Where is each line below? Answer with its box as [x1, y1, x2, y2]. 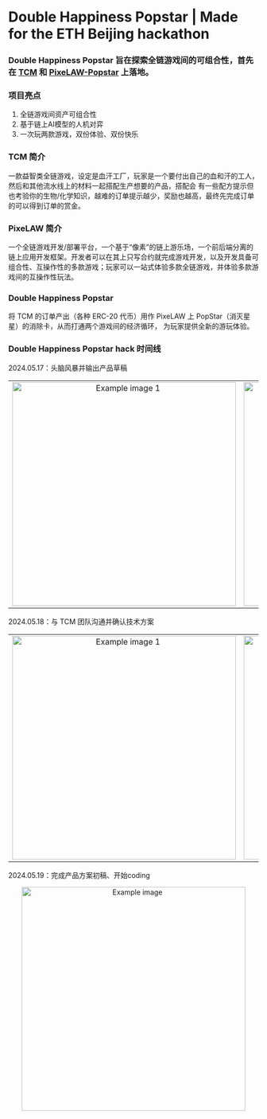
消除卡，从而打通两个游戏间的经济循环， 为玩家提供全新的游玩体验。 [29, 322, 254, 331]
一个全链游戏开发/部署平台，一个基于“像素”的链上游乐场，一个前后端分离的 [8, 243, 254, 251]
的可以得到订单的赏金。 [8, 201, 85, 210]
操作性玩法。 [35, 272, 78, 282]
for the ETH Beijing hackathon [8, 25, 210, 43]
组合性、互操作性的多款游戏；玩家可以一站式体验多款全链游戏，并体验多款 [8, 263, 252, 271]
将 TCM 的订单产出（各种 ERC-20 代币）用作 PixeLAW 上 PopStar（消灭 [8, 311, 244, 322]
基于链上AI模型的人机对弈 [19, 119, 104, 129]
